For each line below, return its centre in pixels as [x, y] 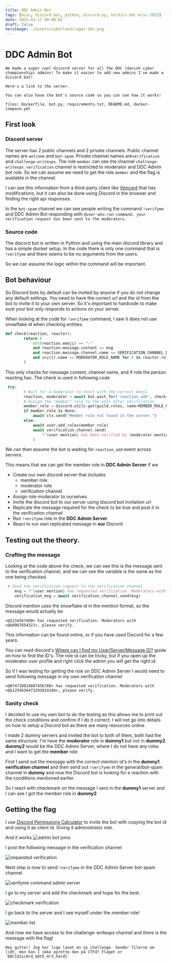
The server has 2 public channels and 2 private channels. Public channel [82, 150]
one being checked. [26, 577]
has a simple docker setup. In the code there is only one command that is [83, 249]
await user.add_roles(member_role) [71, 425]
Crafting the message [33, 555]
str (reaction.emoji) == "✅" [63, 343]
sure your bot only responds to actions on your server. [63, 308]
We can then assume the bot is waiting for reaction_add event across [78, 449]
